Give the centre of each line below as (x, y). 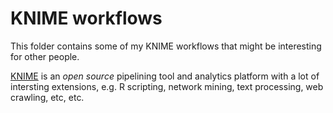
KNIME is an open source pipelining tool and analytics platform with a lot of (165, 76)
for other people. (45, 56)
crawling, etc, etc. (47, 97)
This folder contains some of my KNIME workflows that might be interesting (166, 46)
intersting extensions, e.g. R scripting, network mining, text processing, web (167, 86)
